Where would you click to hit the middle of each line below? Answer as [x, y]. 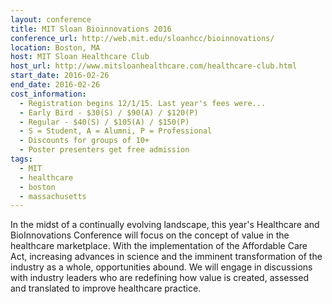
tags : [21, 159]
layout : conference [51, 19]
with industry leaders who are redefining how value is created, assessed [159, 278]
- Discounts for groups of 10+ [84, 141]
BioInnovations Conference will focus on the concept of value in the [150, 235]
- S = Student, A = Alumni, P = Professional [116, 131]
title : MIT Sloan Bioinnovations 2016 [91, 29]
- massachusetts [53, 196]
